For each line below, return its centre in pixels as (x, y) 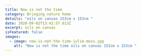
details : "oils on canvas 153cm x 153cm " (49, 19)
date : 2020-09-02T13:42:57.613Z (38, 23)
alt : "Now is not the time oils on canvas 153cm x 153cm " (75, 46)
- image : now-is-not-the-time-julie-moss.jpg (57, 41)
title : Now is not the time (34, 9)
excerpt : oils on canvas (30, 28)
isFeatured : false (24, 32)
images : (13, 37)
